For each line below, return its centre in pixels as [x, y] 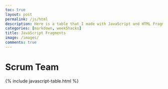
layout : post [19, 14]
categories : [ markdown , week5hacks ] [43, 28]
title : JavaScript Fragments [35, 33]
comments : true [21, 42]
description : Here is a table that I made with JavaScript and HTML [78, 24]
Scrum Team [32, 67]
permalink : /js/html [27, 19]
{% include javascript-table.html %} [42, 81]
